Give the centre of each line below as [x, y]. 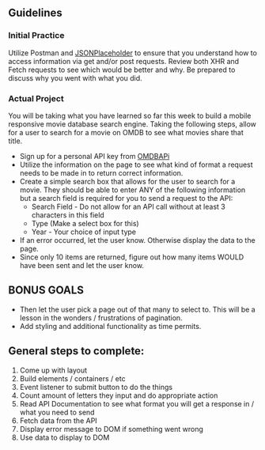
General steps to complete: [76, 351]
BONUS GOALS [46, 291]
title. [15, 141]
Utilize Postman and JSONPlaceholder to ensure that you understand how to [132, 53]
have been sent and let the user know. [82, 265]
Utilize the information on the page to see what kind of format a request [136, 164]
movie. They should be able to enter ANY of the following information [132, 190]
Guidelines [35, 13]
